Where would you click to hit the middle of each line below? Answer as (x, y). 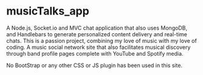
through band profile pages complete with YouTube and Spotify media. (95, 53)
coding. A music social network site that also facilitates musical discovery (98, 47)
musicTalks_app (48, 11)
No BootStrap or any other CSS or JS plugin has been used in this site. (95, 65)
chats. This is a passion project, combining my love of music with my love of (102, 41)
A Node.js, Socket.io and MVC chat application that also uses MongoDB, (97, 28)
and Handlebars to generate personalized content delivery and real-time (97, 34)
